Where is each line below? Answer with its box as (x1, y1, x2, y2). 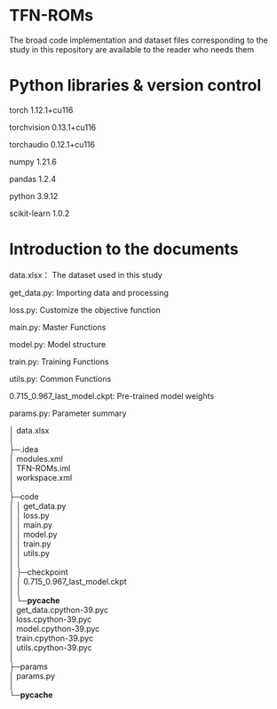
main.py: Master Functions (9, 322, 107, 332)
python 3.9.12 (9, 190, 59, 201)
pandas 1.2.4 (9, 173, 56, 184)
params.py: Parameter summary (9, 408, 127, 418)
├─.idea (9, 443, 38, 454)
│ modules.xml (9, 453, 64, 464)
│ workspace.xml (9, 472, 73, 482)
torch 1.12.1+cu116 (9, 104, 74, 116)
